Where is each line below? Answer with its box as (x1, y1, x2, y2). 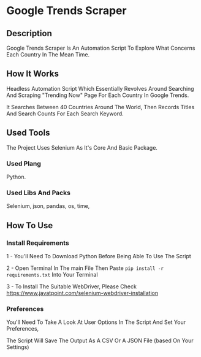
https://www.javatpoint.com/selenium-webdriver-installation (6, 289, 158, 296)
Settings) (6, 344, 29, 351)
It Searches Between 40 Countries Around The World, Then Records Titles (6, 103, 195, 110)
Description (6, 28, 52, 39)
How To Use (6, 220, 53, 231)
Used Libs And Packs (6, 188, 70, 197)
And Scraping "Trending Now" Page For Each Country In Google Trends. (6, 91, 189, 99)
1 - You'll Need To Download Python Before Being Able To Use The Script (6, 252, 191, 259)
